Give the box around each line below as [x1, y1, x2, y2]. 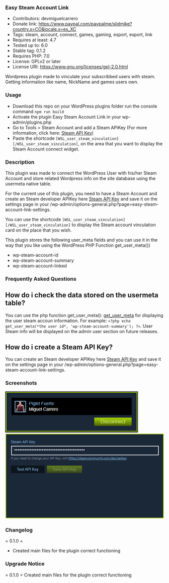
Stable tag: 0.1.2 [12, 47, 46, 54]
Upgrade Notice [5, 560, 45, 567]
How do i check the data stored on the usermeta [5, 291, 158, 299]
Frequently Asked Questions [5, 275, 76, 282]
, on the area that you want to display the [77, 140, 163, 146]
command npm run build [12, 108, 64, 115]
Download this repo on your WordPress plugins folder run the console [12, 103, 157, 109]
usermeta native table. [5, 181, 52, 187]
